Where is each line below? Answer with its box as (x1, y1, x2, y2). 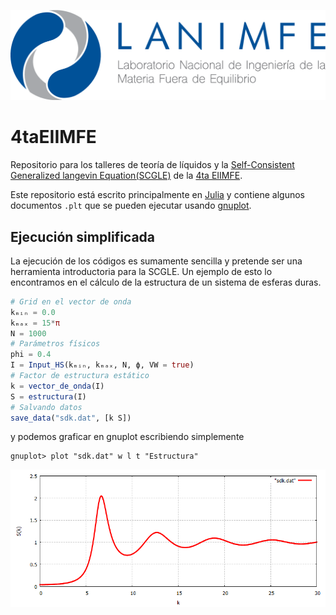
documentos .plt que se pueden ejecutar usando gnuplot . (10, 200, 252, 212)
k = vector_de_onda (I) (10, 381, 105, 391)
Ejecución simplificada (10, 228, 155, 245)
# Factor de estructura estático (10, 371, 150, 381)
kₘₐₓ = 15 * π (10, 318, 60, 328)
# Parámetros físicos (10, 339, 101, 349)
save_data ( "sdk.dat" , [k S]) (10, 413, 132, 423)
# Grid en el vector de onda (10, 296, 132, 307)
